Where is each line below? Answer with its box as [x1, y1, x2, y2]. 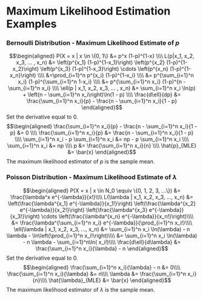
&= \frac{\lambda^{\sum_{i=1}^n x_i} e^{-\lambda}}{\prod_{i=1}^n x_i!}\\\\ [11, 219, 193, 226]
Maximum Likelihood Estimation [6, 4, 171, 18]
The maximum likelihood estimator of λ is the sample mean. [6, 286, 156, 293]
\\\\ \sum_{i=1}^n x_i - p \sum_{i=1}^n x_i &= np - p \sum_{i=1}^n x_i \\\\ [15, 136, 189, 143]
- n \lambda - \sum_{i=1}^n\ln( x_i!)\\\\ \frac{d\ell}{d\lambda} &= [22, 238, 181, 246]
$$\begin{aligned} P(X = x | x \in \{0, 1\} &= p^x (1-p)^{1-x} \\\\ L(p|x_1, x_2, [8, 53, 195, 60]
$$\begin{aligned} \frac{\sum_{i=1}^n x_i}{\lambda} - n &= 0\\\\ [23, 263, 181, 271]
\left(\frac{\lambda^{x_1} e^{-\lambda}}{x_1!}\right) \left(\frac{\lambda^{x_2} [8, 200, 196, 207]
